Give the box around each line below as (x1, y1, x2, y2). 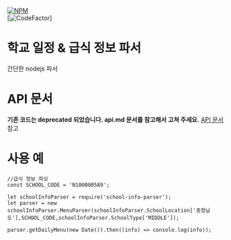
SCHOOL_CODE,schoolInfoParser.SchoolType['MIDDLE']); (21, 214, 180, 221)
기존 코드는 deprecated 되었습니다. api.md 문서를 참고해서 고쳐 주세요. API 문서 (7, 115, 224, 124)
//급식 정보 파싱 (7, 175, 48, 183)
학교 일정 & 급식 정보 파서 (7, 40, 142, 56)
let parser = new (7, 199, 57, 207)
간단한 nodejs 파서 (7, 64, 58, 73)
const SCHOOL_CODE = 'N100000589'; (7, 181, 110, 188)
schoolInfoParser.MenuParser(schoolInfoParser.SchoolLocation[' (7, 207, 196, 214)
